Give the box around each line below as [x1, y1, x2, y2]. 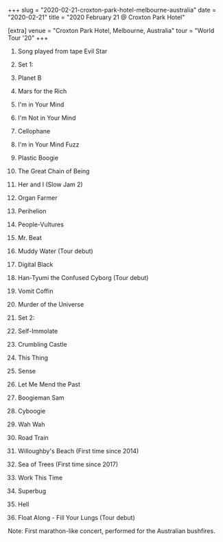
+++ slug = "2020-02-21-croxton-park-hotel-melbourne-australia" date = [8, 6, 217, 14]
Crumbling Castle [17, 340, 67, 348]
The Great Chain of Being [17, 167, 90, 175]
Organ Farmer [17, 194, 58, 202]
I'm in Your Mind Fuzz [17, 140, 80, 149]
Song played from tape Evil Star [17, 47, 108, 55]
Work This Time [17, 474, 63, 481]
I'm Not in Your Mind [17, 113, 76, 122]
